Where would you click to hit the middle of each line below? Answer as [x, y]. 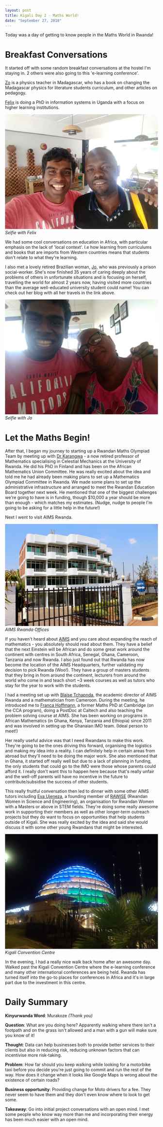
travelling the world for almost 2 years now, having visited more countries [78, 282]
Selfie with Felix [21, 233]
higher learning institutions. [32, 107]
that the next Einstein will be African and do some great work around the [77, 649]
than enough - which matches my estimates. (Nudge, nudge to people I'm [79, 503]
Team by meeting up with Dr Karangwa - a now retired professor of [72, 456]
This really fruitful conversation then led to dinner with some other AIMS [77, 791]
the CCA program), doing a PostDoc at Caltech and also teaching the [74, 710]
